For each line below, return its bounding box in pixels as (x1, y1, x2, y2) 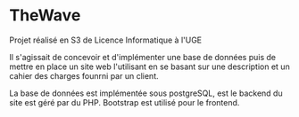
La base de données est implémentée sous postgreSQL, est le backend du (9, 88, 283, 98)
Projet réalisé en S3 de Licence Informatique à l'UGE (9, 35, 203, 45)
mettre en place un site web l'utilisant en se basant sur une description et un (9, 61, 290, 72)
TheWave (9, 5, 81, 26)
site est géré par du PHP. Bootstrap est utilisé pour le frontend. (9, 97, 240, 107)
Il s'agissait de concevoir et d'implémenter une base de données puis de (9, 51, 277, 62)
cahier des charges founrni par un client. (9, 70, 159, 81)
